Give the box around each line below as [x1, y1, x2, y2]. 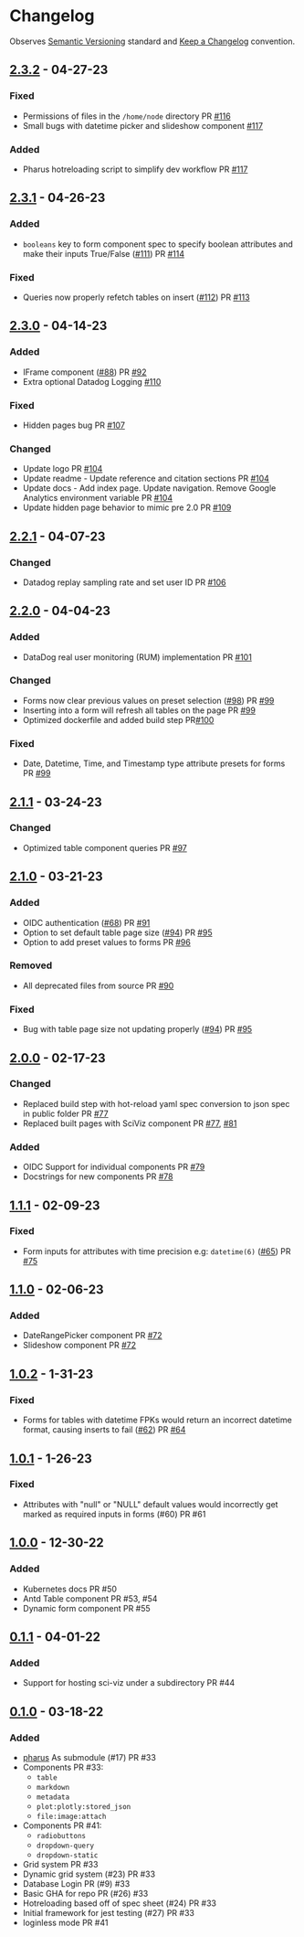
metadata [36, 1793, 70, 1802]
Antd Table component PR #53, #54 [22, 1592, 158, 1604]
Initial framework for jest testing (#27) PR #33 [22, 1907, 194, 1918]
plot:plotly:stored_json [36, 1802, 131, 1811]
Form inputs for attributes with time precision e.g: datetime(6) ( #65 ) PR [22, 1245, 291, 1257]
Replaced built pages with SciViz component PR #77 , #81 [22, 1117, 237, 1129]
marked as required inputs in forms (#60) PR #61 [22, 1508, 206, 1519]
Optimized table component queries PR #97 [22, 842, 187, 853]
